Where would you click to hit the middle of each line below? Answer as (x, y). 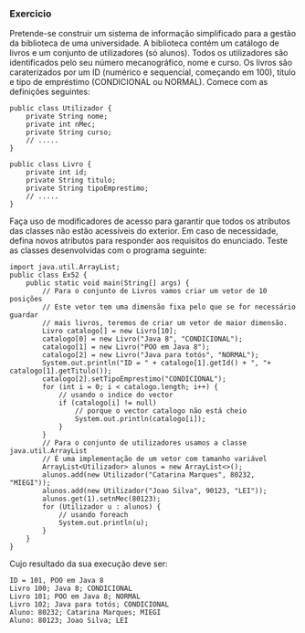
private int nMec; (61, 125)
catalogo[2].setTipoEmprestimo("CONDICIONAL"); (134, 379)
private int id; (57, 173)
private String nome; (67, 117)
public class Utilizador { (61, 109)
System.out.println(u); (103, 523)
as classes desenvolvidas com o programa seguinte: (108, 250)
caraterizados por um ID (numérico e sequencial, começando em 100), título (153, 72)
